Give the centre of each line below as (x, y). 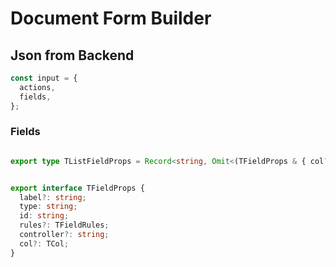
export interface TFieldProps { (77, 188)
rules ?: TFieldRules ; (64, 225)
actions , (37, 87)
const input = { (44, 78)
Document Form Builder (111, 18)
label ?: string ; (53, 197)
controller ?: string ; (64, 235)
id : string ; (44, 216)
